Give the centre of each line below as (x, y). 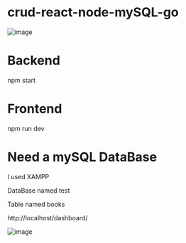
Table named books (36, 204)
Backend (34, 61)
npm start (22, 80)
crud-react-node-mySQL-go (93, 12)
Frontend (35, 109)
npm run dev (26, 128)
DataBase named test (39, 190)
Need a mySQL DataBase (82, 157)
